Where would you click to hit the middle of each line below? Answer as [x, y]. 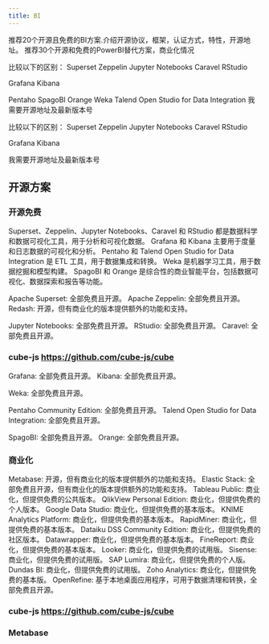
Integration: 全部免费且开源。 [56, 420]
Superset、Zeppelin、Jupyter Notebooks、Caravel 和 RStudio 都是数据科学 [133, 231]
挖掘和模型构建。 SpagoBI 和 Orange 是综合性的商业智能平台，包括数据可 [137, 271]
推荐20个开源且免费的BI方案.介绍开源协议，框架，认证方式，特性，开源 [126, 39]
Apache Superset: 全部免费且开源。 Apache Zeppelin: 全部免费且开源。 [126, 299]
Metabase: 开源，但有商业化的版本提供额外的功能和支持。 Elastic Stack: [127, 479]
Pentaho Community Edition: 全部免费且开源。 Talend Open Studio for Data [132, 410]
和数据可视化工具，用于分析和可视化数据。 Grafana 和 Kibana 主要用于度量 [132, 242]
